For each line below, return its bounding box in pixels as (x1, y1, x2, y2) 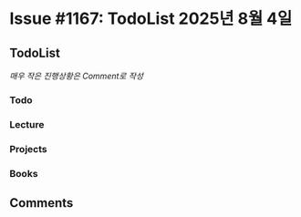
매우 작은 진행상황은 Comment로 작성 (9, 70, 144, 81)
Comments (9, 195, 74, 211)
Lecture (9, 118, 45, 130)
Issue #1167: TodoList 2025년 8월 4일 (9, 8, 293, 29)
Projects (9, 142, 47, 155)
